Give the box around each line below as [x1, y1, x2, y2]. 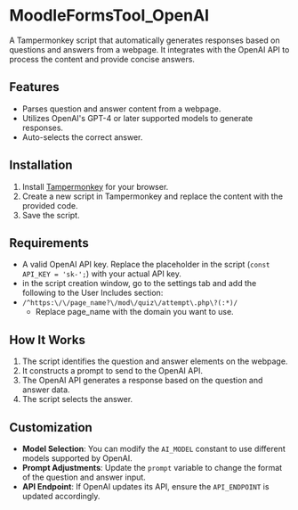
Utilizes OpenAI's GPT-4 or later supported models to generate [21, 112, 254, 123]
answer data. [21, 384, 70, 395]
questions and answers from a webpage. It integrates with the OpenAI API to [9, 44, 290, 54]
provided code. [21, 200, 78, 210]
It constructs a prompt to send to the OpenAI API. [21, 366, 203, 376]
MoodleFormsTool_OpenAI [9, 5, 210, 26]
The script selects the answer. [21, 394, 133, 405]
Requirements [9, 235, 89, 251]
